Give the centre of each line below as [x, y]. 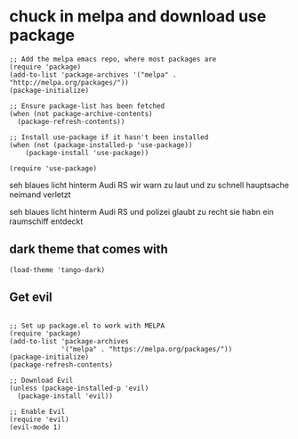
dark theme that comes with [89, 249]
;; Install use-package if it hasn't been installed [109, 137]
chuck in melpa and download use [138, 17]
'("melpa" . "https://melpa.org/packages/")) [147, 349]
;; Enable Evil [37, 411]
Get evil [31, 298]
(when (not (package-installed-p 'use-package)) [101, 145]
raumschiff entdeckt [46, 221]
